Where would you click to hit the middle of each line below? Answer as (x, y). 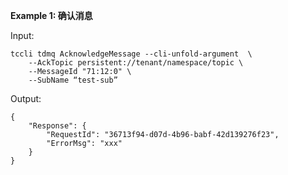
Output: (26, 98)
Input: (22, 35)
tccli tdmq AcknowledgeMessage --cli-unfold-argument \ (131, 54)
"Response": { (57, 126)
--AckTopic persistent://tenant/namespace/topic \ (136, 63)
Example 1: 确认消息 (51, 15)
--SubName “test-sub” (73, 80)
